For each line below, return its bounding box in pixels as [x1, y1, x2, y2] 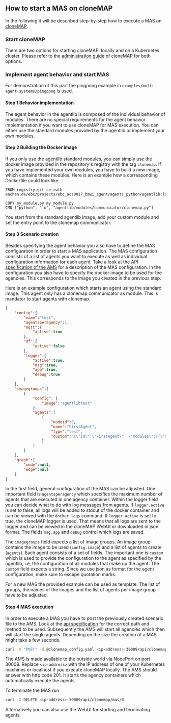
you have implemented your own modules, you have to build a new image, [5, 166, 161, 172]
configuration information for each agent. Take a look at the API [5, 259, 138, 265]
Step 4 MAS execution [5, 604, 53, 610]
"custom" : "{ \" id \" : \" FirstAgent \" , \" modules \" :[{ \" [50, 434, 165, 439]
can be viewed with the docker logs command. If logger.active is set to [5, 513, 157, 519]
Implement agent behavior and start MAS [5, 71, 109, 78]
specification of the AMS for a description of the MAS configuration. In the [5, 264, 161, 270]
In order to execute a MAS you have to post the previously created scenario [5, 615, 164, 621]
